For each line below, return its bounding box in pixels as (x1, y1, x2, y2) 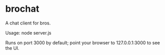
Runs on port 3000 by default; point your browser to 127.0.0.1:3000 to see (5, 39, 160, 46)
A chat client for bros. (5, 20, 51, 26)
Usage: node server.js (5, 30, 52, 36)
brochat (5, 3, 39, 15)
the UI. (5, 45, 19, 51)
